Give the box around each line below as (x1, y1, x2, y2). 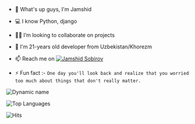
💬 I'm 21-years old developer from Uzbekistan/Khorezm (14, 43, 153, 50)
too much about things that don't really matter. (14, 78, 142, 84)
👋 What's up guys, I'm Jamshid (14, 6, 92, 13)
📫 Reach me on (14, 55, 55, 62)
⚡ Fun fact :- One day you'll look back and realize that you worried (14, 69, 190, 76)
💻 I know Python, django (14, 18, 77, 25)
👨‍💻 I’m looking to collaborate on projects (14, 32, 115, 38)
